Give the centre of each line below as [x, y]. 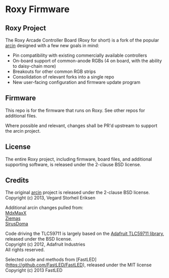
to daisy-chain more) [34, 66]
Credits [17, 181]
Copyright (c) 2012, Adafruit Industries [45, 245]
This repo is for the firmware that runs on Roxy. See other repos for [75, 110]
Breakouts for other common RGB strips [54, 71]
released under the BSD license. [39, 239]
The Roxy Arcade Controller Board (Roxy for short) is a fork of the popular [82, 40]
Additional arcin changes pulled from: [44, 208]
